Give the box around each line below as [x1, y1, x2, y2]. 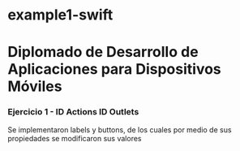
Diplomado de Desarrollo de [7, 43, 199, 62]
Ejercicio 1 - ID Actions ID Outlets [7, 106, 139, 118]
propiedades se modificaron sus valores [7, 133, 142, 143]
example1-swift [7, 6, 114, 24]
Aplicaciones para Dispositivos [7, 60, 222, 79]
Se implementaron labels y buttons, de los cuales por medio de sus [7, 124, 232, 135]
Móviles [7, 77, 62, 96]
